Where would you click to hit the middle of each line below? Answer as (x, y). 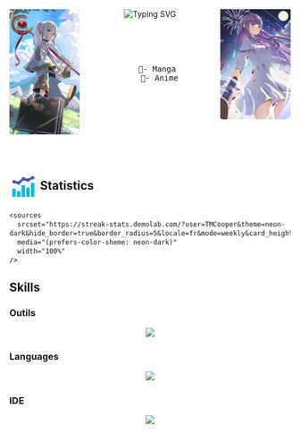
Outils (22, 313)
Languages (34, 357)
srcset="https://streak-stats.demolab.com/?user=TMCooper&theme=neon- (151, 224)
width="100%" (42, 251)
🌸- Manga (157, 69)
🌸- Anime (159, 78)
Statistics (67, 186)
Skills (25, 288)
